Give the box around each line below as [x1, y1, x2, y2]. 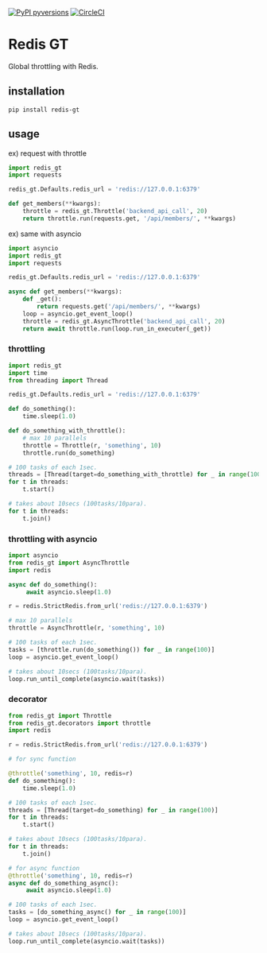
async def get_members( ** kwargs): [8, 288, 123, 296]
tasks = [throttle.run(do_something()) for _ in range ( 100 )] [8, 645, 215, 653]
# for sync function [8, 755, 77, 763]
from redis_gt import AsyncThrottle [8, 559, 130, 567]
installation [8, 84, 65, 99]
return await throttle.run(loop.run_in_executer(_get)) [22, 324, 212, 333]
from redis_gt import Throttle [8, 711, 112, 719]
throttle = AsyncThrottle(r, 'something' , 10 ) [8, 624, 165, 632]
